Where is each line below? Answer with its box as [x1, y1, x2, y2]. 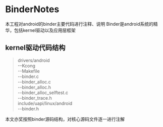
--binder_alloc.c [17, 78, 51, 84]
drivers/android [17, 57, 50, 63]
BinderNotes [5, 4, 60, 15]
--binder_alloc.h [17, 84, 51, 90]
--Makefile [17, 68, 40, 74]
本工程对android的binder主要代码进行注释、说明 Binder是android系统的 [5, 21, 154, 27]
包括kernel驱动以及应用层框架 [14, 27, 76, 33]
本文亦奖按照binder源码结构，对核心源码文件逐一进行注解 [5, 116, 125, 122]
